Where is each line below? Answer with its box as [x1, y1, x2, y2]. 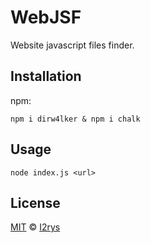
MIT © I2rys [10, 221, 61, 233]
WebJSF [10, 6, 82, 29]
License [10, 194, 61, 211]
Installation [10, 68, 82, 85]
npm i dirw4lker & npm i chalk [10, 114, 141, 124]
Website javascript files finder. [10, 39, 135, 51]
